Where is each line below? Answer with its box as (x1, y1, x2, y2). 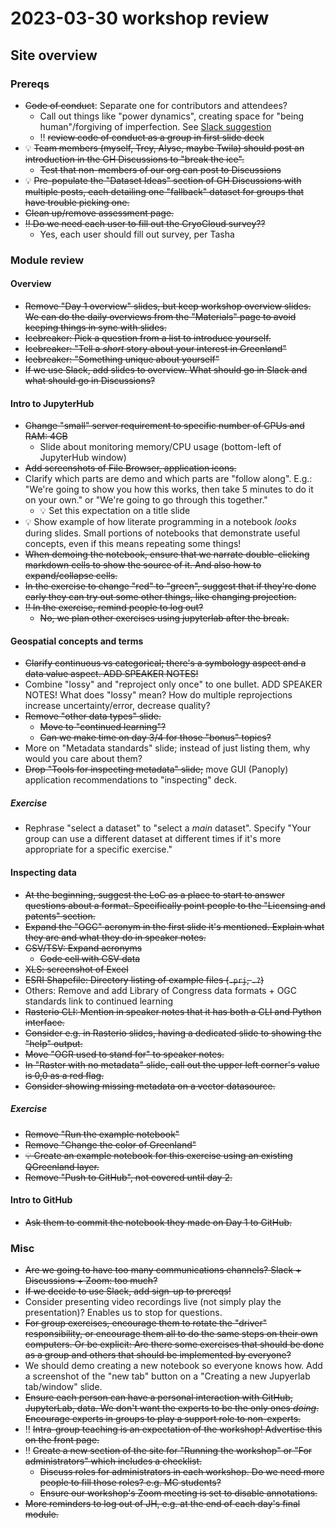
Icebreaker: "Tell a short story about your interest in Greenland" (24, 343, 287, 354)
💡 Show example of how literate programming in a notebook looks (24, 516, 297, 528)
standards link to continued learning (24, 995, 174, 1007)
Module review (10, 253, 85, 267)
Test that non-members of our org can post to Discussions (39, 163, 282, 176)
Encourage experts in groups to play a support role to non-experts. (24, 1413, 302, 1425)
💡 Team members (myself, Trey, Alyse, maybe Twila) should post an (24, 142, 305, 154)
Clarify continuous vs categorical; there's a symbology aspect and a (24, 657, 307, 669)
